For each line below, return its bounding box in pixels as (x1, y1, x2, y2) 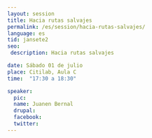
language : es (7, 29, 46, 37)
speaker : (7, 88, 33, 95)
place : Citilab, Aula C (7, 68, 77, 76)
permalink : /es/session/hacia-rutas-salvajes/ (7, 23, 146, 30)
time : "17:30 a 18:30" (7, 75, 77, 82)
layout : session (7, 10, 55, 18)
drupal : (13, 107, 36, 114)
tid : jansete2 (7, 36, 49, 43)
